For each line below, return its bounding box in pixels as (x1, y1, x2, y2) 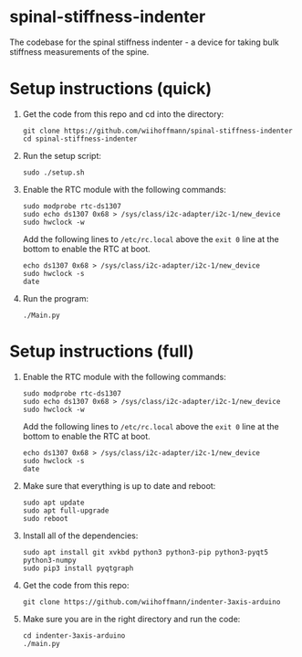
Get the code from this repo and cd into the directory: (22, 108, 224, 120)
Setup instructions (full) (9, 341, 194, 362)
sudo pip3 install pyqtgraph (22, 564, 134, 573)
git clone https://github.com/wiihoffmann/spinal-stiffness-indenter (22, 126, 294, 135)
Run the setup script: (22, 150, 102, 161)
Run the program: (22, 292, 89, 303)
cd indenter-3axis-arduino (22, 631, 126, 641)
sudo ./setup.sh (22, 167, 85, 177)
